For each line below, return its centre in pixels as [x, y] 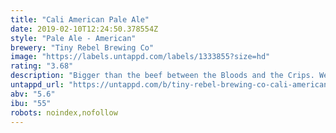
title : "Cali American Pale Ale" [80, 19]
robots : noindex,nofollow [64, 112]
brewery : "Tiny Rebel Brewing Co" [82, 47]
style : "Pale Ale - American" [73, 38]
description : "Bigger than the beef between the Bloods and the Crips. [162, 76]
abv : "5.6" [33, 94]
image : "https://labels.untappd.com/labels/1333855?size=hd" [140, 57]
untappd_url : [37, 85]
